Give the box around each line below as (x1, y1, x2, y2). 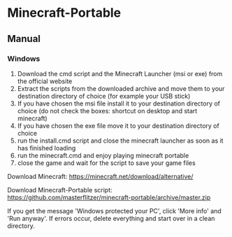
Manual (7, 33, 41, 45)
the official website (17, 77, 73, 85)
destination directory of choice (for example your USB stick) (17, 92, 191, 100)
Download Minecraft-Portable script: (7, 185, 113, 194)
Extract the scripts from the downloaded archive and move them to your (17, 84, 225, 92)
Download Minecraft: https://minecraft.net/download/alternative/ (7, 172, 194, 180)
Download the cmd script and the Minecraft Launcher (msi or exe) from (17, 69, 223, 78)
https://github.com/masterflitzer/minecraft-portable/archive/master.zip (7, 193, 211, 201)
